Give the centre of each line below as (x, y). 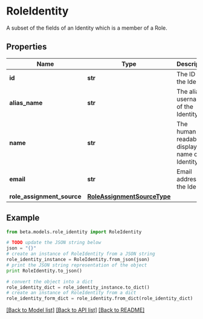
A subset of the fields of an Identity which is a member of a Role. (87, 28)
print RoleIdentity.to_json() (44, 271)
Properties (27, 47)
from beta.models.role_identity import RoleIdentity (74, 232)
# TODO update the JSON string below (54, 243)
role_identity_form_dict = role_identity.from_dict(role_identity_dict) (100, 298)
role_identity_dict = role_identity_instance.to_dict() (78, 287)
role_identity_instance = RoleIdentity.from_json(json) (78, 260)
